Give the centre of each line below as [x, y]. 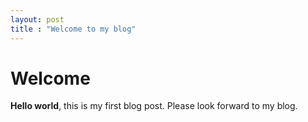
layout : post [37, 19]
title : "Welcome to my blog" [73, 29]
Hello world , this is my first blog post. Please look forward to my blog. [154, 106]
